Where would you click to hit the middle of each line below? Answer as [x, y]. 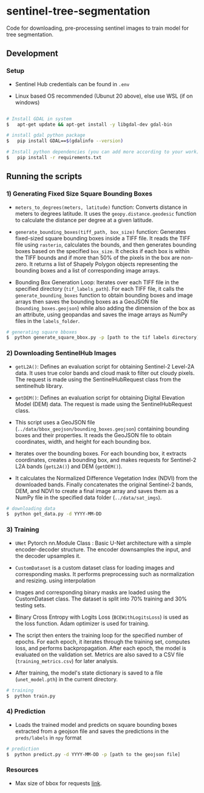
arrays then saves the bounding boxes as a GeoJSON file [87, 301]
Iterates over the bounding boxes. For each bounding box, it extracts [101, 453]
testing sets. [30, 605]
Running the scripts [44, 176]
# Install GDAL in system [39, 119]
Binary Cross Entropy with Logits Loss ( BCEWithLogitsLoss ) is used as [102, 617]
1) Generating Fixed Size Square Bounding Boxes [80, 194]
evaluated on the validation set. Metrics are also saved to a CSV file [99, 655]
